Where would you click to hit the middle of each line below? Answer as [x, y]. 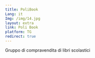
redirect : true [21, 37]
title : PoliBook [22, 9]
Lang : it [14, 14]
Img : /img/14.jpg [23, 18]
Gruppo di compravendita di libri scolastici [48, 50]
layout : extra [20, 23]
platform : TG [18, 32]
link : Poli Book [22, 28]
